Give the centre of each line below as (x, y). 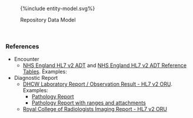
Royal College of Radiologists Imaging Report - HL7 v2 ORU (95, 109)
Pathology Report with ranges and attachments (89, 103)
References (22, 46)
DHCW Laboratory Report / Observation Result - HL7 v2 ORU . (97, 84)
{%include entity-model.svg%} (58, 9)
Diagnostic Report (36, 78)
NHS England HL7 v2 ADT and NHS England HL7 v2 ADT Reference (104, 65)
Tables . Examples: (45, 72)
